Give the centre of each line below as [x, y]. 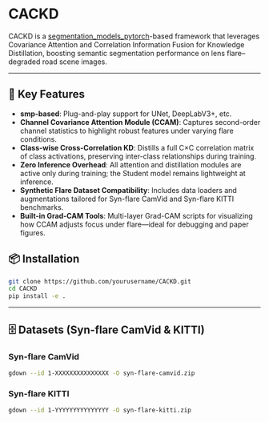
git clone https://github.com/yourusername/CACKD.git [100, 281]
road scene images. [75, 62]
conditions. [38, 139]
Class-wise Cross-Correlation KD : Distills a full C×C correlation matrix [137, 147]
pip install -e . [37, 296]
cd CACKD [23, 289]
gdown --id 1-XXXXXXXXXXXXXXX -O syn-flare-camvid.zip [102, 373]
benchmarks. [42, 207]
